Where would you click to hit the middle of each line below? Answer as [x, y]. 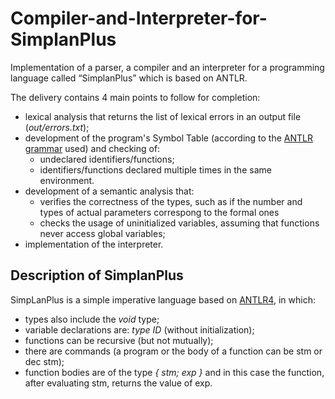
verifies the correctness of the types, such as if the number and [171, 201]
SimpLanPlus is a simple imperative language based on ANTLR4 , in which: [163, 299]
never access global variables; [102, 233]
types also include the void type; [92, 319]
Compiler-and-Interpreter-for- [139, 18]
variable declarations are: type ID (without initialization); [139, 329]
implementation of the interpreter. [94, 244]
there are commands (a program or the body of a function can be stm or [173, 351]
